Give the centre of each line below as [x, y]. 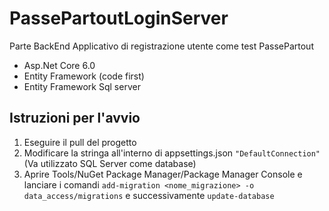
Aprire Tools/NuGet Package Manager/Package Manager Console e [163, 174]
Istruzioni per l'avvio [75, 118]
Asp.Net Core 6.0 [59, 65]
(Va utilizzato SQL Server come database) [110, 163]
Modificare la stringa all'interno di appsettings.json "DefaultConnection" [172, 153]
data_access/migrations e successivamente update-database [149, 195]
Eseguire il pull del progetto [80, 142]
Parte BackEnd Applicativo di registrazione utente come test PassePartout [161, 46]
